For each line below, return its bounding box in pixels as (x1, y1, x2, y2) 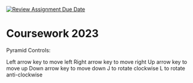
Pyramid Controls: (6, 46, 51, 54)
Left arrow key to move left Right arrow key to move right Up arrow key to (6, 58, 188, 66)
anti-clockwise (6, 71, 43, 78)
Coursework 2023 (6, 27, 99, 40)
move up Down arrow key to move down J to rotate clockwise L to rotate (6, 64, 186, 72)
